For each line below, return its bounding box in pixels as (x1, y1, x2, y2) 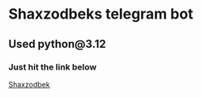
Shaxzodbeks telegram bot (8, 5, 194, 23)
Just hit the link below (8, 61, 97, 73)
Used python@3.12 (8, 37, 107, 51)
